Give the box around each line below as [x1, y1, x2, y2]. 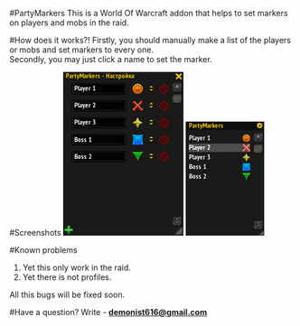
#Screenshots [9, 228, 61, 238]
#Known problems [9, 245, 79, 256]
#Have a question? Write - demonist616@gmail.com [9, 307, 208, 317]
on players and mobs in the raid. [9, 17, 129, 28]
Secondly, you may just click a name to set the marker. [9, 54, 212, 64]
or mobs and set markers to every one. [9, 44, 155, 55]
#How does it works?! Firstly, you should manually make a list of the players [9, 35, 292, 45]
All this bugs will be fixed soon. [9, 289, 126, 300]
